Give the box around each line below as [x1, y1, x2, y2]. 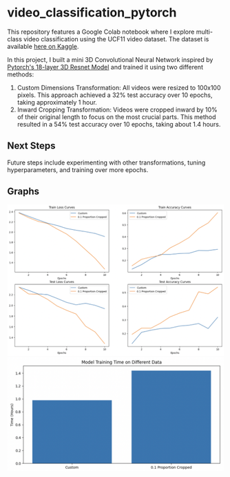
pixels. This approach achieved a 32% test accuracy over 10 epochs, [17, 91, 213, 99]
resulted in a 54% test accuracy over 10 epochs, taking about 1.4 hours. [17, 120, 221, 128]
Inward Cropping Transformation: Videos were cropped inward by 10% [17, 105, 218, 114]
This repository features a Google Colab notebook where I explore [7, 28, 195, 36]
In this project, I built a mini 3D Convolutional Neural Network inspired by [7, 55, 213, 63]
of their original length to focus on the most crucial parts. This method [17, 112, 216, 121]
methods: [7, 70, 34, 78]
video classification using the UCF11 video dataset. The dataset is [23, 34, 209, 43]
